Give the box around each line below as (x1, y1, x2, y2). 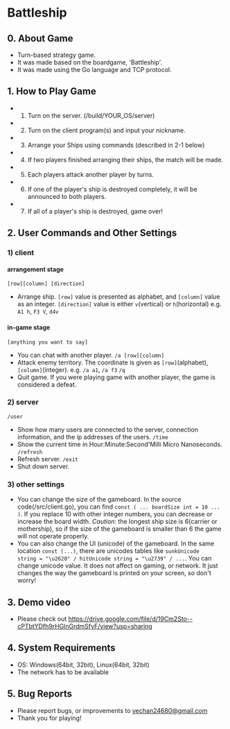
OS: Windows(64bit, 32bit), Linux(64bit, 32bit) (17, 660, 150, 669)
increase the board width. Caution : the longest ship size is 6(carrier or (17, 518, 218, 526)
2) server (7, 397, 39, 407)
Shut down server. (17, 462, 70, 471)
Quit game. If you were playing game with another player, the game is (17, 373, 216, 381)
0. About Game (7, 33, 74, 44)
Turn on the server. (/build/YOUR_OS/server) (27, 111, 155, 119)
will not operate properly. (17, 532, 89, 541)
